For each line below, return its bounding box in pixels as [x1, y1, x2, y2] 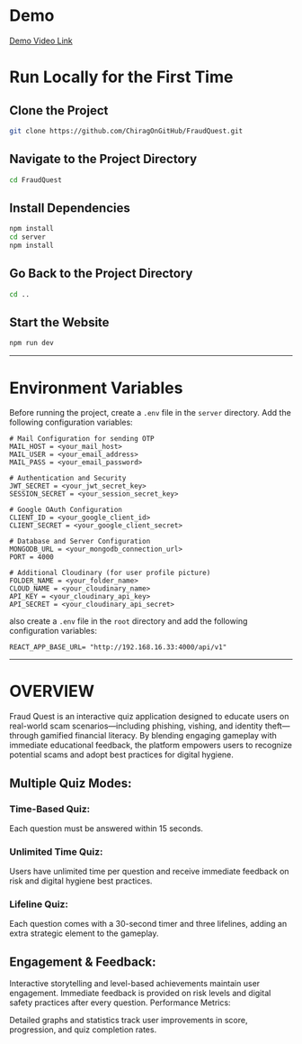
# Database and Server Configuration [9, 537, 151, 546]
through [9, 730, 39, 741]
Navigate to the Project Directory [9, 151, 198, 167]
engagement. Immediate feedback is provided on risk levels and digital [9, 988, 271, 999]
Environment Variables [9, 378, 183, 398]
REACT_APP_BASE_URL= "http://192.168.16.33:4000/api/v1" [9, 643, 227, 652]
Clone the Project [9, 103, 109, 118]
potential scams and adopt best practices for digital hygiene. [9, 749, 234, 760]
